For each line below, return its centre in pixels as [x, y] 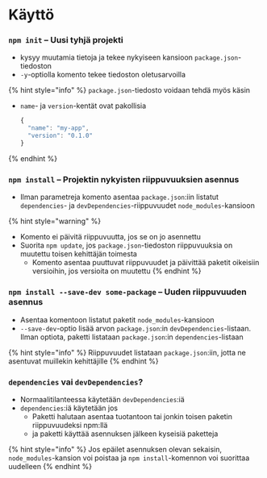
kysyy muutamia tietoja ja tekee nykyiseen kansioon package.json [129, 57]
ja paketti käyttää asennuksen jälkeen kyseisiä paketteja [125, 434]
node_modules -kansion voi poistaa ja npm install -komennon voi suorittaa [129, 458]
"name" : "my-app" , [58, 128]
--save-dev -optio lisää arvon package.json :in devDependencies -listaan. [136, 328]
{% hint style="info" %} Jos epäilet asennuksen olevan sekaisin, [115, 449]
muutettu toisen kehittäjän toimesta [78, 254]
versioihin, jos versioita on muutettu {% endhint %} [117, 271]
